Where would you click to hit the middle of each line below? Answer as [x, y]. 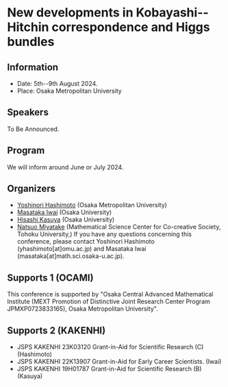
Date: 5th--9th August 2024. [57, 83]
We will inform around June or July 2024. [65, 167]
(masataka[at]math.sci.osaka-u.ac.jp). [71, 256]
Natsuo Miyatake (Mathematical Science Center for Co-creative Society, [119, 227]
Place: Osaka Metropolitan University [69, 91]
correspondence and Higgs [131, 27]
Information [33, 67]
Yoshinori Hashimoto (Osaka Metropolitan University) [92, 205]
